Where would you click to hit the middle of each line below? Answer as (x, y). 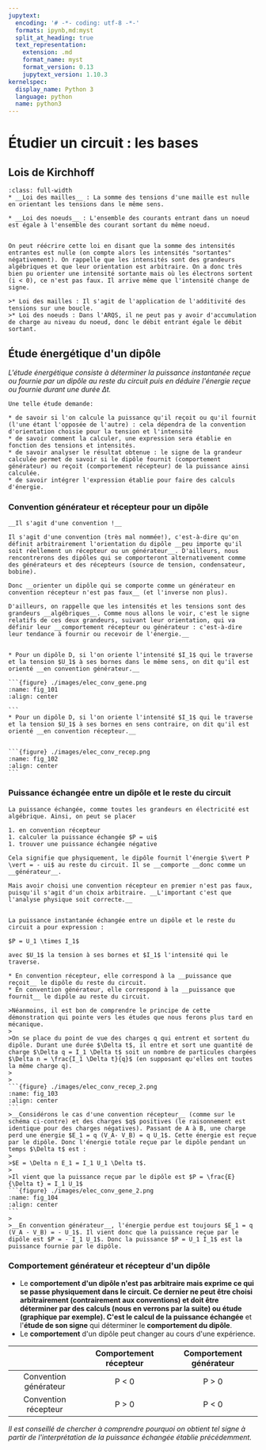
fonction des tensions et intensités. (72, 445)
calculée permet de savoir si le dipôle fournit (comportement (115, 459)
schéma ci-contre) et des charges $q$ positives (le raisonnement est (127, 1121)
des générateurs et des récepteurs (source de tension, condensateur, (127, 565)
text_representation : (51, 45)
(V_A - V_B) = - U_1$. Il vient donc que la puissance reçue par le (123, 1232)
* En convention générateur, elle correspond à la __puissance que (122, 990)
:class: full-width (40, 191)
